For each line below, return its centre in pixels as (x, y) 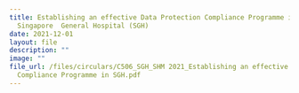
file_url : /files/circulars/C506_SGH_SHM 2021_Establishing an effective (149, 67)
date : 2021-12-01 (41, 34)
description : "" (39, 50)
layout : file (33, 42)
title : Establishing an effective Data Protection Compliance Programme (147, 17)
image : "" (28, 58)
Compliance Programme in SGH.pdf (79, 75)
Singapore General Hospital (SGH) (83, 26)
